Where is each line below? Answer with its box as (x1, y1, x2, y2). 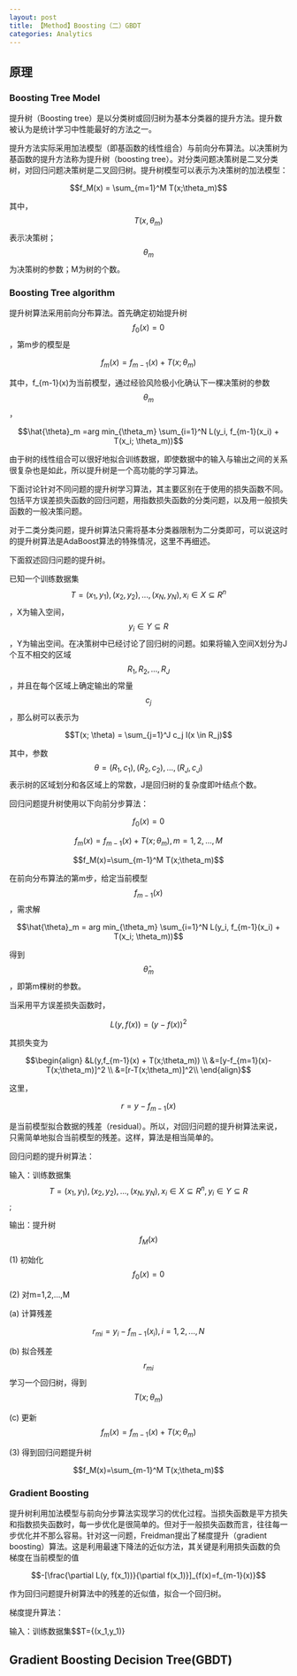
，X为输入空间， (9, 606, 69, 617)
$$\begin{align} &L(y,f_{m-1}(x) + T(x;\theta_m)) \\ (25, 1055, 208, 1066)
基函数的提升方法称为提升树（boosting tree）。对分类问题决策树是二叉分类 (9, 154, 278, 165)
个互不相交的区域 (9, 648, 72, 660)
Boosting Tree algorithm (9, 286, 116, 299)
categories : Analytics (9, 29, 93, 38)
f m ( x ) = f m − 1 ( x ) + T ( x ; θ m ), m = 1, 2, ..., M (74, 834, 223, 848)
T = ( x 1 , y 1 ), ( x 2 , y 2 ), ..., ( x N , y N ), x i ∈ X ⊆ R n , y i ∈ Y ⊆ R (49, 1183, 248, 1199)
